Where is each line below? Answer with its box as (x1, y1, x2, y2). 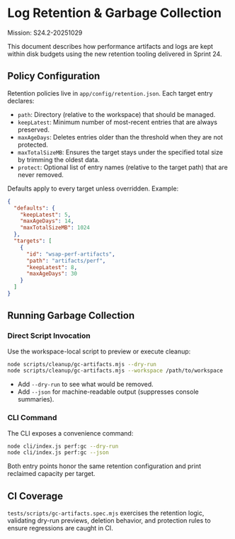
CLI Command (7, 413, 57, 423)
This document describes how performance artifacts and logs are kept (7, 42, 214, 50)
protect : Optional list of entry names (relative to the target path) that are (17, 163, 228, 171)
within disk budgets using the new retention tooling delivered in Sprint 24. (7, 50, 222, 58)
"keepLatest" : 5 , (20, 211, 71, 218)
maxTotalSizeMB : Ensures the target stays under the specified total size (17, 147, 223, 157)
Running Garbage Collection (7, 310, 135, 322)
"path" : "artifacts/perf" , (25, 257, 106, 264)
